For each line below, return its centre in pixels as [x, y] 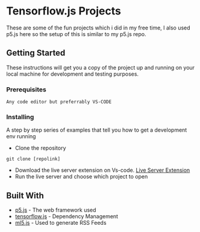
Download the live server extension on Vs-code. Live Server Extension [102, 170]
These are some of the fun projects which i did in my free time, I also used [98, 28]
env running [21, 136]
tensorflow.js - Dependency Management [67, 216]
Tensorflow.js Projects [64, 11]
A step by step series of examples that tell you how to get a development [97, 130]
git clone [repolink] [33, 159]
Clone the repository [40, 148]
